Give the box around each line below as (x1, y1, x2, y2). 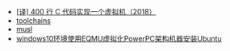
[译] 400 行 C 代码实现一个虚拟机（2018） (15, 7, 157, 16)
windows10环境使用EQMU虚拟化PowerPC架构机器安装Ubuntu (15, 34, 222, 43)
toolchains (15, 16, 51, 25)
